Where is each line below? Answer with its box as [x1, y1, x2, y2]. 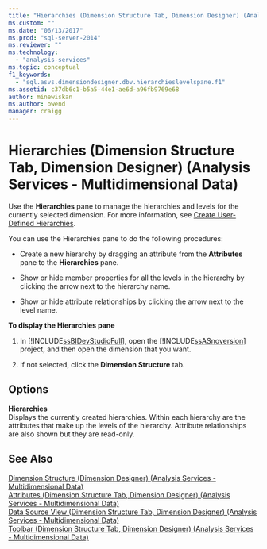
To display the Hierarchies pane [8, 321, 115, 330]
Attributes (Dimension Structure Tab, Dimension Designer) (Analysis [8, 489, 230, 500]
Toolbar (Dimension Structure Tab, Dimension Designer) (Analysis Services [8, 524, 254, 533]
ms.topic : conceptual [8, 63, 80, 71]
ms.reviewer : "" [8, 41, 62, 49]
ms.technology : [8, 48, 59, 56]
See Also [8, 452, 53, 466]
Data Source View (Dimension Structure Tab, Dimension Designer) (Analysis [8, 507, 257, 516]
